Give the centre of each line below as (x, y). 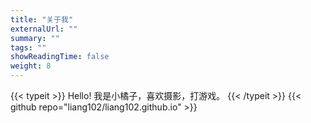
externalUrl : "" (44, 29)
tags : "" (28, 47)
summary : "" (35, 38)
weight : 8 (31, 66)
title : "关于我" (42, 19)
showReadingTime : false (60, 57)
